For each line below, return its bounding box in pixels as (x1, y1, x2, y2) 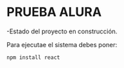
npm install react (6, 53, 60, 61)
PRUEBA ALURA (6, 4, 102, 20)
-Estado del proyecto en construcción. (6, 27, 118, 35)
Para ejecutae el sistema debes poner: (6, 40, 118, 49)
